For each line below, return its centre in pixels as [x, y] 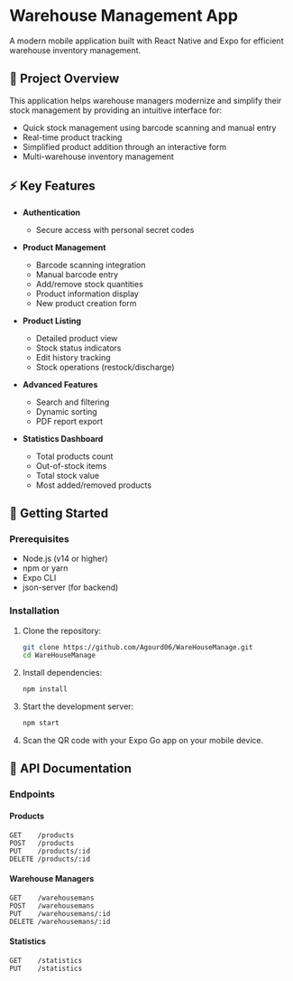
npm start [41, 724]
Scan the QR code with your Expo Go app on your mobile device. [143, 741]
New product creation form [86, 303]
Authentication [51, 212]
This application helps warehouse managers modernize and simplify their [146, 100]
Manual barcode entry [77, 274]
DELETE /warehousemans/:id [60, 921]
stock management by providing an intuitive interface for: [116, 110]
